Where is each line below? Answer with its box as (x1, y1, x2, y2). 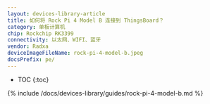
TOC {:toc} (17, 75, 49, 84)
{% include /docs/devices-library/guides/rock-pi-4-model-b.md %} (7, 89, 204, 97)
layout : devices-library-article (7, 10, 106, 18)
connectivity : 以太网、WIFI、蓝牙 (7, 37, 101, 44)
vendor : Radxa (7, 43, 49, 50)
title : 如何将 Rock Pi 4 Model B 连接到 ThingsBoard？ (7, 17, 164, 24)
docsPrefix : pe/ (7, 56, 55, 63)
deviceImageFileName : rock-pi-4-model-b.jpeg (7, 50, 143, 57)
